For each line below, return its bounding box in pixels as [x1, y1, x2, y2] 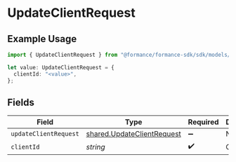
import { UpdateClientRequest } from [7, 51, 118, 58]
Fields [7, 96, 35, 108]
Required [188, 117, 219, 127]
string [86, 142, 105, 151]
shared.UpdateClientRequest [86, 129, 181, 139]
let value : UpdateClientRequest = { [7, 64, 114, 71]
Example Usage [7, 33, 77, 45]
